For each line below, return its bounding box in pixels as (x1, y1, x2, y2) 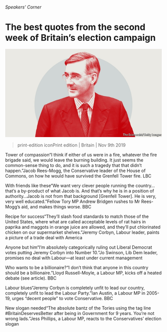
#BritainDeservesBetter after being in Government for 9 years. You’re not (5, 311, 155, 317)
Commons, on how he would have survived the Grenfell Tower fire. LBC (5, 173, 152, 179)
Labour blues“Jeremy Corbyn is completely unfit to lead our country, (5, 285, 145, 291)
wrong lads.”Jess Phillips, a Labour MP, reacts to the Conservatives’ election (5, 316, 162, 322)
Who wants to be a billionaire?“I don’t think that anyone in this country (5, 265, 149, 271)
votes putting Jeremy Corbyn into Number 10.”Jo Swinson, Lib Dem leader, (5, 250, 158, 256)
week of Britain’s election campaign (5, 32, 156, 43)
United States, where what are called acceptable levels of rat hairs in (5, 219, 146, 225)
